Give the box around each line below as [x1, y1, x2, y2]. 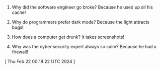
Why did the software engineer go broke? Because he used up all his [11, 4, 153, 10]
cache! [11, 9, 26, 15]
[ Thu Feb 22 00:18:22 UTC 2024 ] [4, 59, 76, 64]
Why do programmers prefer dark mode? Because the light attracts [11, 19, 150, 25]
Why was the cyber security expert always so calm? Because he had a [11, 44, 157, 49]
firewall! [11, 49, 28, 55]
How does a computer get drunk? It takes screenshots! [11, 34, 125, 40]
